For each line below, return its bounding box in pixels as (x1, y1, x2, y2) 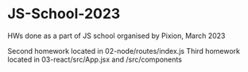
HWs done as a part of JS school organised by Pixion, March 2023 (7, 31, 226, 40)
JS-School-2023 (7, 5, 121, 23)
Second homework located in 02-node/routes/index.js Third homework (7, 46, 240, 55)
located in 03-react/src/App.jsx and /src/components (7, 55, 182, 64)
